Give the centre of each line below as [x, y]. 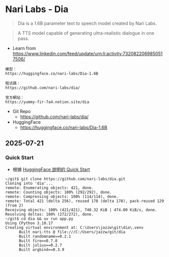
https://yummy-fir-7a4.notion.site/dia [47, 102]
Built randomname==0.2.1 [45, 236]
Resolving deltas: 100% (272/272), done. [50, 214]
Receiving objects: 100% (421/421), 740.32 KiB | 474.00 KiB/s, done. [81, 210]
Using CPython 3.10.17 [29, 223]
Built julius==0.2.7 [40, 245]
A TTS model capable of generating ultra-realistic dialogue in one [86, 33]
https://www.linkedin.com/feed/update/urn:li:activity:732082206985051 [88, 54]
